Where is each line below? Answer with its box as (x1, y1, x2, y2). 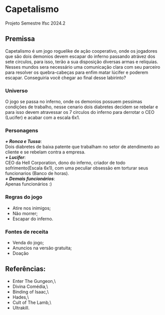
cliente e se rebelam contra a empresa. (5, 149, 86, 155)
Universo (5, 87, 28, 94)
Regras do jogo (5, 194, 42, 201)
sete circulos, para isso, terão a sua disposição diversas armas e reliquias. (5, 59, 158, 65)
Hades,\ (12, 294, 29, 300)
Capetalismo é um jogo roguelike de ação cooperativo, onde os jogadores (5, 48, 157, 54)
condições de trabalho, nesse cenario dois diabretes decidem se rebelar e (5, 104, 158, 110)
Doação (12, 250, 29, 256)
